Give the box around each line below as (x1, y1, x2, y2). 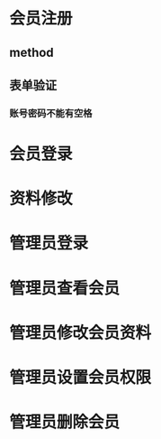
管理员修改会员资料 (9, 322, 152, 343)
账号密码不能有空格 (9, 107, 93, 119)
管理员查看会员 (9, 277, 121, 298)
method (9, 44, 54, 60)
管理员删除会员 (9, 412, 121, 433)
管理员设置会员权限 (9, 368, 152, 388)
